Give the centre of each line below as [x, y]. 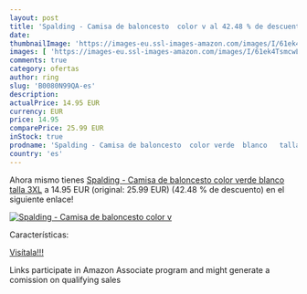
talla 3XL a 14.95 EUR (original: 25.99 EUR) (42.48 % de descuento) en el [147, 189]
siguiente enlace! [42, 199]
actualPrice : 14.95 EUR [55, 103]
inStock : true [37, 137]
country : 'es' [37, 153]
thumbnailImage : [40, 43]
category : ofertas [44, 69]
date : [20, 35]
